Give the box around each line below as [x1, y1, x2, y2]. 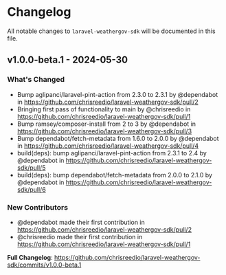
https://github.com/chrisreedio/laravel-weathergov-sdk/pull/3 [16, 126, 192, 135]
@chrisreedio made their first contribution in [16, 232, 143, 241]
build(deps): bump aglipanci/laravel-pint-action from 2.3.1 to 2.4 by [16, 148, 207, 157]
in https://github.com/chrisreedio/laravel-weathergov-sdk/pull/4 [16, 142, 199, 150]
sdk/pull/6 [16, 185, 46, 193]
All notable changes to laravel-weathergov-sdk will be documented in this [7, 27, 216, 35]
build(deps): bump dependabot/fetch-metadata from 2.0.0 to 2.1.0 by [16, 170, 213, 179]
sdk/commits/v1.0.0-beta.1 [7, 261, 82, 269]
